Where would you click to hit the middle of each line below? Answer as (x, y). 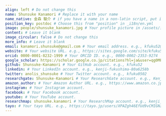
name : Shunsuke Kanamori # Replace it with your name (62, 14)
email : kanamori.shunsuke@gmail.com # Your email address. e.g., (74, 46)
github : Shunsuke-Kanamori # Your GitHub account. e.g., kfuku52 (74, 65)
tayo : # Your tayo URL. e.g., (36, 106)
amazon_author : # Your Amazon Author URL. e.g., (56, 83)
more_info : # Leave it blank (35, 42)
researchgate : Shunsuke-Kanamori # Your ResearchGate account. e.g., (78, 78)
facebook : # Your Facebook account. (43, 92)
